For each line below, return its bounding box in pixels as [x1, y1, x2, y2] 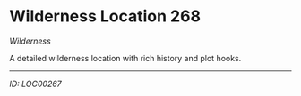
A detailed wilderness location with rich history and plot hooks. [9, 52, 242, 63]
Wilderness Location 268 [9, 6, 202, 27]
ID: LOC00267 [9, 78, 63, 89]
